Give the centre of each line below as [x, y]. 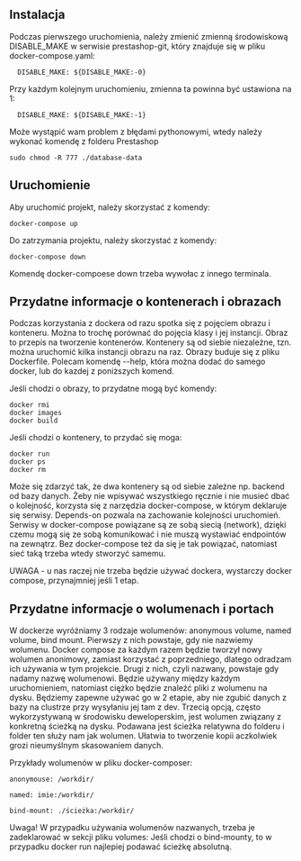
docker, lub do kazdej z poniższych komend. [92, 371]
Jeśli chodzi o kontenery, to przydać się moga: [96, 438]
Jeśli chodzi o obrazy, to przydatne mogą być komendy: [113, 389]
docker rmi [30, 405]
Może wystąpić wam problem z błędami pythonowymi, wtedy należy [136, 131]
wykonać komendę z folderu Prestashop [84, 141]
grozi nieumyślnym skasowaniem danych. [87, 746]
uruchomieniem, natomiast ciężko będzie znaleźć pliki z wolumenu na [138, 688]
